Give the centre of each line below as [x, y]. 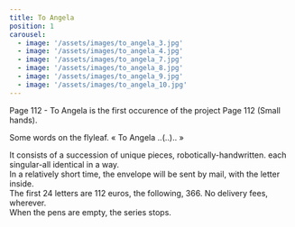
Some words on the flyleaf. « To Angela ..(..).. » [97, 137]
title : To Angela [42, 18]
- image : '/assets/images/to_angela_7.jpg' [100, 59]
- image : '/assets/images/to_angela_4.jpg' [100, 51]
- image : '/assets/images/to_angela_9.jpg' [100, 77]
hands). [23, 120]
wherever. [28, 203]
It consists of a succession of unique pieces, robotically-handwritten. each [148, 155]
